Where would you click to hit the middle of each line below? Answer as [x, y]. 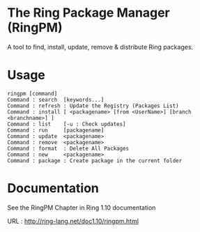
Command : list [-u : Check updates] [67, 124]
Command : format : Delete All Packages [68, 148]
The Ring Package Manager [89, 13]
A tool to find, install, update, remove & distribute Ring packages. [100, 47]
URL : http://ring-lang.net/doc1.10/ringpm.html [73, 221]
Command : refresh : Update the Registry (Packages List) [93, 106]
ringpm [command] [32, 93]
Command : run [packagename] [56, 130]
